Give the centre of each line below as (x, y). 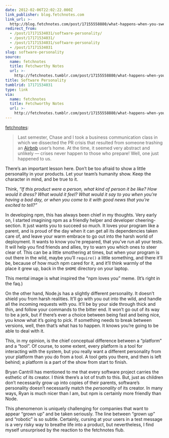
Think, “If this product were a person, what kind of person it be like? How (81, 189)
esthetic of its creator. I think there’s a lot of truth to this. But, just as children (84, 377)
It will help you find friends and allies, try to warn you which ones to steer (81, 247)
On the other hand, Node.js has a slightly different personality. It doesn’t (80, 293)
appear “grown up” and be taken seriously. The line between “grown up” (80, 414)
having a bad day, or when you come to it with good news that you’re (77, 199)
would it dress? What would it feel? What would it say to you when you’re (81, 194)
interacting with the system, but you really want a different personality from (83, 351)
